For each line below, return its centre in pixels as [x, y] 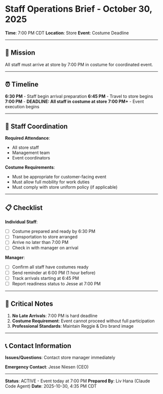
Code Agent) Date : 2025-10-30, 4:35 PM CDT [51, 386]
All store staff [25, 148]
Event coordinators [31, 158]
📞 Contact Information [38, 345]
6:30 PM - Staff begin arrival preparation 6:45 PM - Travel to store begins [79, 96]
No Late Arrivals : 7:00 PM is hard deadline [55, 315]
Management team [31, 153]
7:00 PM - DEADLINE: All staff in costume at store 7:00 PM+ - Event [74, 101]
